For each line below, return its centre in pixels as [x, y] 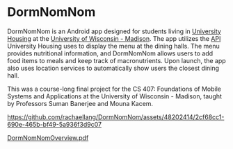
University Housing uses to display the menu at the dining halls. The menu [114, 46]
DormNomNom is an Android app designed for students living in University [114, 31]
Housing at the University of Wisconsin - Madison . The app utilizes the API [114, 38]
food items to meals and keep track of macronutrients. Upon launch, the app [116, 60]
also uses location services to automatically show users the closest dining [113, 68]
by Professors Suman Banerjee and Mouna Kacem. [80, 103]
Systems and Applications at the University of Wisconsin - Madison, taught [115, 96]
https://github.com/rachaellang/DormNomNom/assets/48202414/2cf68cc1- [116, 117]
